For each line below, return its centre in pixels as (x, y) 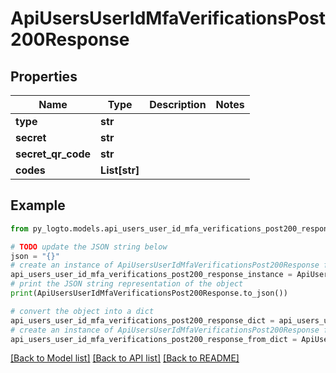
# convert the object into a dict (82, 311)
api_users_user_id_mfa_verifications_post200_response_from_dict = (154, 339)
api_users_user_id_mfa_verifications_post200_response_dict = (142, 320)
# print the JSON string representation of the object (127, 284)
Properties (44, 76)
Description (178, 104)
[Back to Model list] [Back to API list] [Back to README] (125, 358)
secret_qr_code (53, 154)
